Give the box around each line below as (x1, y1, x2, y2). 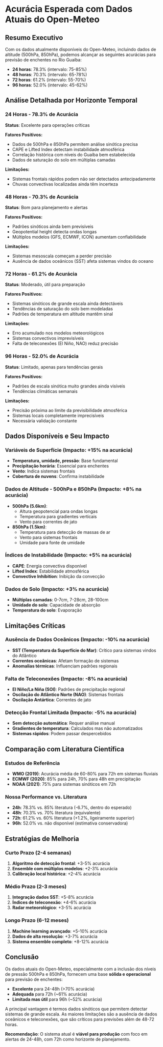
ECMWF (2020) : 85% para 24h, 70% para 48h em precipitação (12, 776, 141, 782)
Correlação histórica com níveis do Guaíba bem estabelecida (12, 151, 136, 158)
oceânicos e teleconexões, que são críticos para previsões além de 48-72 (5, 1016, 155, 1022)
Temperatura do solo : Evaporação (12, 607, 82, 613)
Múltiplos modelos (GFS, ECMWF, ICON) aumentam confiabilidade (12, 234, 146, 240)
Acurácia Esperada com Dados (5, 3, 133, 15)
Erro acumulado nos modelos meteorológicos (12, 330, 104, 336)
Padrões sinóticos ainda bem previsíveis (12, 223, 94, 229)
